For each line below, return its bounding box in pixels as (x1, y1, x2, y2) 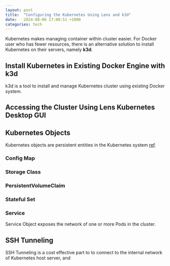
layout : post (5, 7, 33, 13)
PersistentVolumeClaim (5, 182, 65, 189)
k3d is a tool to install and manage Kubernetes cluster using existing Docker (5, 83, 165, 89)
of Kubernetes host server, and (5, 255, 70, 261)
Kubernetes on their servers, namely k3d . (5, 46, 93, 53)
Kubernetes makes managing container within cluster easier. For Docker (5, 36, 157, 42)
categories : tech (5, 21, 42, 27)
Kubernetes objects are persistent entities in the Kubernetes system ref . (5, 142, 156, 148)
